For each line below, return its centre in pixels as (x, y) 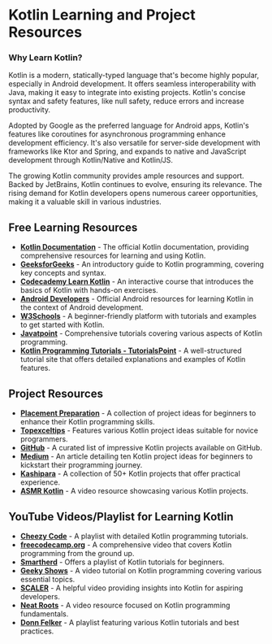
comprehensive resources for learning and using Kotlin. (113, 256)
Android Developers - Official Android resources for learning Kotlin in (137, 299)
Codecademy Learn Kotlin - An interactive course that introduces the (137, 281)
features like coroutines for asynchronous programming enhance (117, 134)
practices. (37, 631)
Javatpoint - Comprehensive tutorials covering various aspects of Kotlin (141, 333)
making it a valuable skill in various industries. (85, 202)
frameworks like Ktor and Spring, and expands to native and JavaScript (127, 151)
